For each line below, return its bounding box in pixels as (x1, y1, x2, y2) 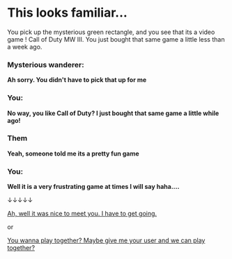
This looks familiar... (7, 5, 127, 21)
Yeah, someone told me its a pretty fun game (7, 149, 139, 158)
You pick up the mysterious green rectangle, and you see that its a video (7, 28, 215, 36)
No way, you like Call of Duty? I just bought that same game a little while (7, 109, 219, 117)
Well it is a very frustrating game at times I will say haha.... (7, 183, 180, 191)
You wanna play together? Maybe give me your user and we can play (7, 236, 206, 244)
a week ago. (7, 42, 42, 51)
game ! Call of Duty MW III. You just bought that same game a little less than (7, 35, 225, 43)
